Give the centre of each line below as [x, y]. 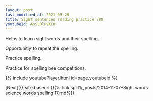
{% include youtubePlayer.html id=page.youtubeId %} [62, 78]
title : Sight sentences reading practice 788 [54, 19]
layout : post [19, 10]
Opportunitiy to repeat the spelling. [42, 48]
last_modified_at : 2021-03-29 [37, 15]
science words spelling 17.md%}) [40, 93]
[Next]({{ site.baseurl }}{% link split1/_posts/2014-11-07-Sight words [77, 88]
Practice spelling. [23, 58]
